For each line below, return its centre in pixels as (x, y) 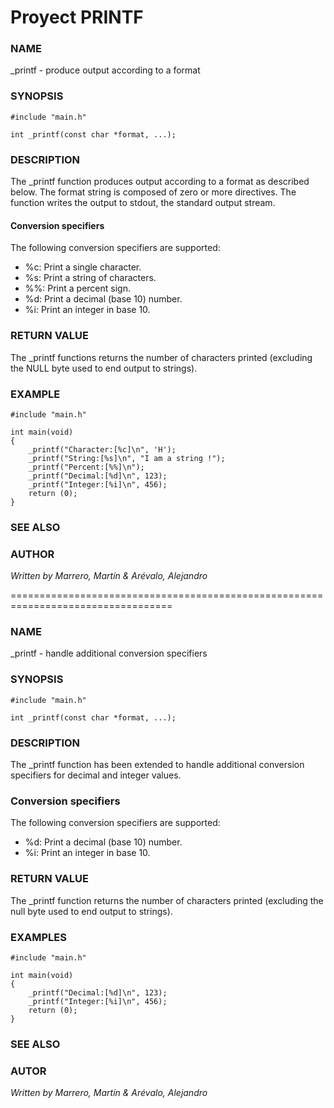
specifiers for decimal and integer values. (96, 775)
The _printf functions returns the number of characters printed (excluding (161, 357)
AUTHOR (32, 554)
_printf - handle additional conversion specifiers (109, 653)
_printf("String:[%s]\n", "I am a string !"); (127, 458)
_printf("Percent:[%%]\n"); (86, 467)
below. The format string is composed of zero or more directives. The (153, 192)
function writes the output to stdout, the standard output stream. (143, 203)
